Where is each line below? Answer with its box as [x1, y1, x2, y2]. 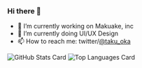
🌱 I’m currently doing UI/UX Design [17, 29, 119, 37]
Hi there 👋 [7, 6, 42, 16]
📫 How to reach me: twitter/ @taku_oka [17, 37, 131, 46]
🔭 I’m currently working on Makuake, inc [17, 22, 134, 31]
